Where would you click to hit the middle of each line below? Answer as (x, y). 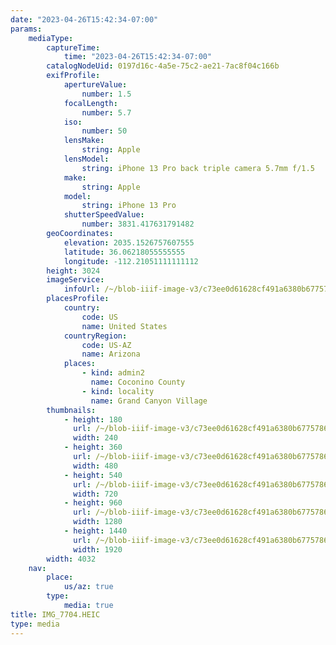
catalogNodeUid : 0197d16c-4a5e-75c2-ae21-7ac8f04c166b (163, 66)
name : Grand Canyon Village (149, 401)
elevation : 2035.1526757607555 (129, 242)
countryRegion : (95, 336)
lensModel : (86, 159)
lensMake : (84, 141)
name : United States (124, 326)
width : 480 (95, 466)
